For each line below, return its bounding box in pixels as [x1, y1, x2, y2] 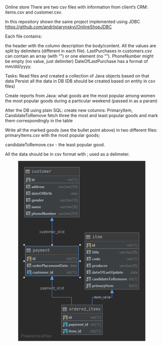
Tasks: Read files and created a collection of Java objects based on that [5, 73, 149, 78]
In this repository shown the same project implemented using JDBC [5, 19, 140, 24]
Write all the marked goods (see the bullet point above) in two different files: [5, 127, 158, 133]
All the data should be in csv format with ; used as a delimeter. [5, 151, 130, 157]
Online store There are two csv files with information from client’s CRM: [5, 4, 148, 10]
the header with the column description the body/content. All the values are [5, 43, 157, 48]
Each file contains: [5, 34, 42, 39]
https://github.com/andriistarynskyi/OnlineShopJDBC [5, 24, 112, 30]
